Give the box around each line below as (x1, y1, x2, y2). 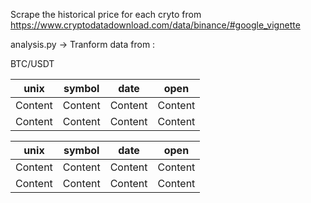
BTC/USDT (10, 58, 55, 69)
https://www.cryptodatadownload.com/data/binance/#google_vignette (10, 19, 301, 31)
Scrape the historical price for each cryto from (10, 9, 202, 20)
